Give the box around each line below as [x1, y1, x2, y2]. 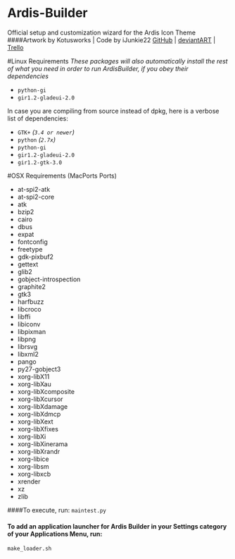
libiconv [17, 319, 41, 328]
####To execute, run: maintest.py [7, 505, 107, 514]
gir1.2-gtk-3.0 [17, 159, 63, 166]
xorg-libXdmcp [17, 410, 61, 418]
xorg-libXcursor [17, 395, 63, 403]
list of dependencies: [7, 114, 68, 123]
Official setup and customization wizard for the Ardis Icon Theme [7, 28, 196, 37]
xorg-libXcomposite [17, 387, 75, 395]
